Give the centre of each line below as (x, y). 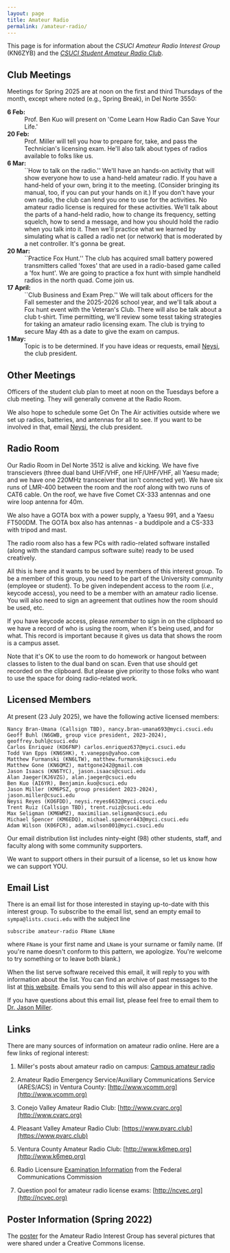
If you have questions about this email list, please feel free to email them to (113, 1000)
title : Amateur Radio (38, 20)
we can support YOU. (37, 866)
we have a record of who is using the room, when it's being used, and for (111, 628)
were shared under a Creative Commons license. (76, 1243)
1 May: (16, 339)
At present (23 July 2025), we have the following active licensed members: (113, 716)
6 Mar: (16, 163)
